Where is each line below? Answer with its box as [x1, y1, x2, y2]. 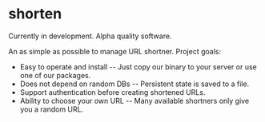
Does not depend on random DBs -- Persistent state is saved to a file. [19, 79, 250, 89]
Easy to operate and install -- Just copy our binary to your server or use [19, 61, 258, 72]
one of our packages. [19, 70, 91, 80]
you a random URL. [19, 104, 84, 114]
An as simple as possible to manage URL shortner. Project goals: [8, 46, 222, 56]
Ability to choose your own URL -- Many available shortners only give [19, 96, 250, 105]
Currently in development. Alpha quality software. [8, 31, 172, 41]
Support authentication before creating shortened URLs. [19, 87, 206, 96]
